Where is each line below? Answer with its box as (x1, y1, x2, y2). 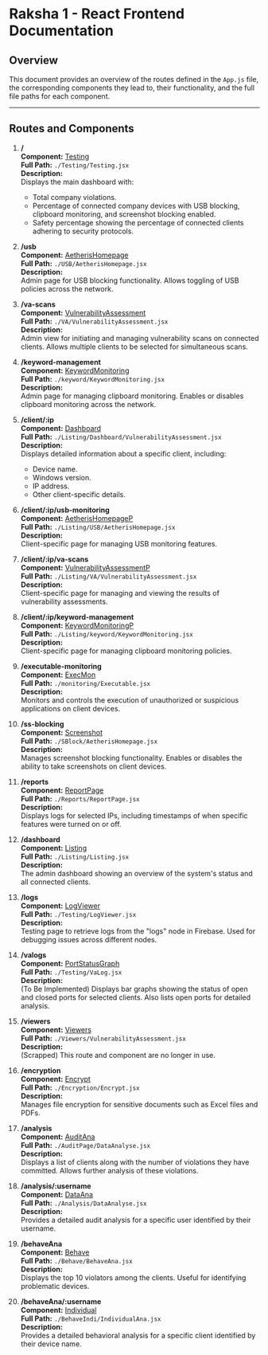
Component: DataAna (20, 1189, 94, 1199)
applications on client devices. (20, 703, 121, 713)
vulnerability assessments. (20, 597, 108, 606)
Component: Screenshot (20, 727, 103, 737)
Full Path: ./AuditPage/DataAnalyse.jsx (20, 1140, 150, 1149)
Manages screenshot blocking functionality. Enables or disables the (20, 753, 243, 762)
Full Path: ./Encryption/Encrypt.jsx (20, 1083, 140, 1092)
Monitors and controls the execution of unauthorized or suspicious (20, 695, 239, 705)
